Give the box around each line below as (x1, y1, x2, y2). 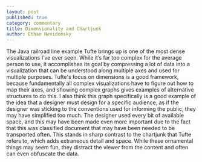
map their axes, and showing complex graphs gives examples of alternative (6, 86, 195, 93)
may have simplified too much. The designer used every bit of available (6, 112, 184, 119)
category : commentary (6, 20, 61, 26)
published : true (6, 14, 47, 20)
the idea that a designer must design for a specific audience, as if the (6, 99, 180, 106)
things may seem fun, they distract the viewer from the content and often (6, 144, 189, 151)
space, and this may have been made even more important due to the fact (6, 118, 191, 125)
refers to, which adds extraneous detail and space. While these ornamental (6, 137, 194, 145)
